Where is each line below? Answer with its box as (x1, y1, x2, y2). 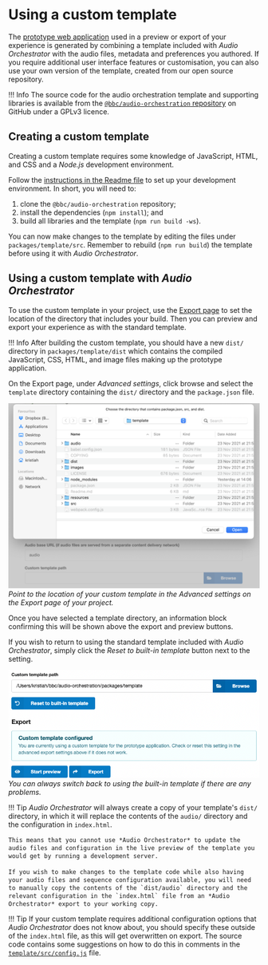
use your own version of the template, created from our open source (8, 65, 234, 75)
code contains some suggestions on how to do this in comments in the (8, 939, 241, 949)
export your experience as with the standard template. (8, 322, 187, 332)
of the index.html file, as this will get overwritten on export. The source (8, 931, 242, 940)
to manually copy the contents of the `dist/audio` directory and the (8, 884, 248, 892)
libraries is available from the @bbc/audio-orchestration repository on (8, 98, 237, 108)
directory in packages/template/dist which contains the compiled (8, 346, 223, 356)
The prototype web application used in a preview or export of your (8, 32, 227, 42)
